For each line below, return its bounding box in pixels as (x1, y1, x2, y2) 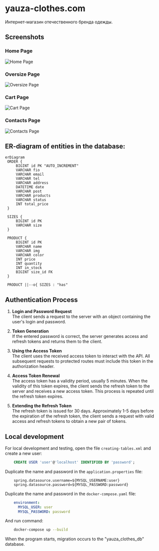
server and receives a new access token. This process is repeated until (12, 388, 154, 394)
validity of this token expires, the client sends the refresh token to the (12, 383, 150, 389)
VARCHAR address (15, 181, 49, 185)
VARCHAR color (15, 253, 44, 258)
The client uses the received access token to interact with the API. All (12, 353, 150, 359)
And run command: (5, 518, 43, 524)
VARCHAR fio (15, 168, 40, 173)
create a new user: (5, 450, 43, 456)
